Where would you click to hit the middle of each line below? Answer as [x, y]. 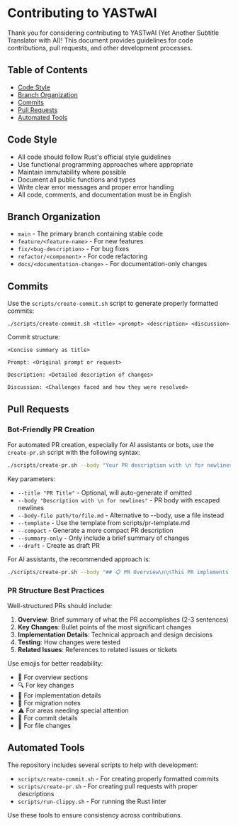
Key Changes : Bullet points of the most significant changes [104, 627]
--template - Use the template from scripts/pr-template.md [104, 522]
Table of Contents [48, 70]
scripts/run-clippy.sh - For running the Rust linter [92, 801]
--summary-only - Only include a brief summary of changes [103, 538]
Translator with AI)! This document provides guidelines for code [100, 40]
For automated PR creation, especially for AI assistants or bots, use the [111, 444]
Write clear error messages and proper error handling [96, 187]
